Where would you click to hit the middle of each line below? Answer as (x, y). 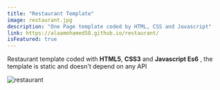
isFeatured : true (32, 39)
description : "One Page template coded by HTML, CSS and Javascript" (110, 26)
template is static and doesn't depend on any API (77, 66)
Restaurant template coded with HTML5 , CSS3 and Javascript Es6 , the (110, 59)
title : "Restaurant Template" (51, 13)
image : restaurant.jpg (40, 20)
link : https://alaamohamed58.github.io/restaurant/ (83, 33)
